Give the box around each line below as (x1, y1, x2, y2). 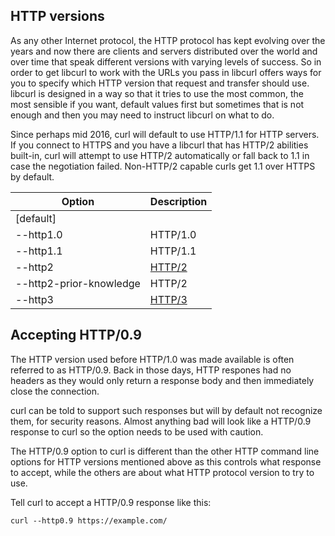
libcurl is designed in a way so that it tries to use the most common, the (10, 87, 304, 99)
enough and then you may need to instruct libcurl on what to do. (10, 109, 275, 121)
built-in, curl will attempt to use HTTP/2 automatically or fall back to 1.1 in (10, 149, 310, 161)
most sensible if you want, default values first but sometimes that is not (10, 98, 305, 110)
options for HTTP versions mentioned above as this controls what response (10, 455, 322, 468)
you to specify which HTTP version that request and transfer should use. (10, 77, 310, 89)
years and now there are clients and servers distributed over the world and (10, 45, 318, 57)
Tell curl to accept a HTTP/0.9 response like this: (10, 496, 212, 508)
